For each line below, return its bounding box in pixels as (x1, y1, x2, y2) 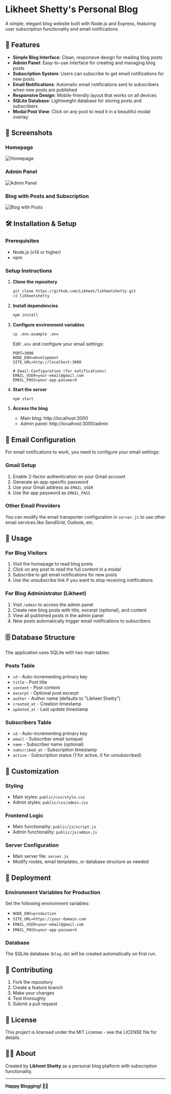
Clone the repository (12, 279, 58, 285)
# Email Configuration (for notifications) (12, 368, 107, 373)
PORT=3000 (12, 350, 34, 355)
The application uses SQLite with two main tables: (5, 649, 110, 655)
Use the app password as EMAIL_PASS (12, 490, 91, 496)
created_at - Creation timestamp (12, 700, 81, 707)
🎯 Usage (5, 534, 32, 543)
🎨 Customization (5, 767, 59, 776)
